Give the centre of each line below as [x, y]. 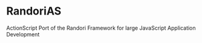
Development [23, 34]
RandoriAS [34, 11]
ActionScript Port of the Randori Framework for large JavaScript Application [101, 28]
